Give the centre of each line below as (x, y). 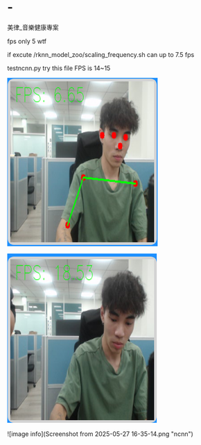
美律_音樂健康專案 (33, 27)
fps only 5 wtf (27, 41)
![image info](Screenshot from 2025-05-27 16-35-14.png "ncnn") (101, 434)
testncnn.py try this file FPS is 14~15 (59, 68)
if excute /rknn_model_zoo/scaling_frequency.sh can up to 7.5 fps (101, 54)
